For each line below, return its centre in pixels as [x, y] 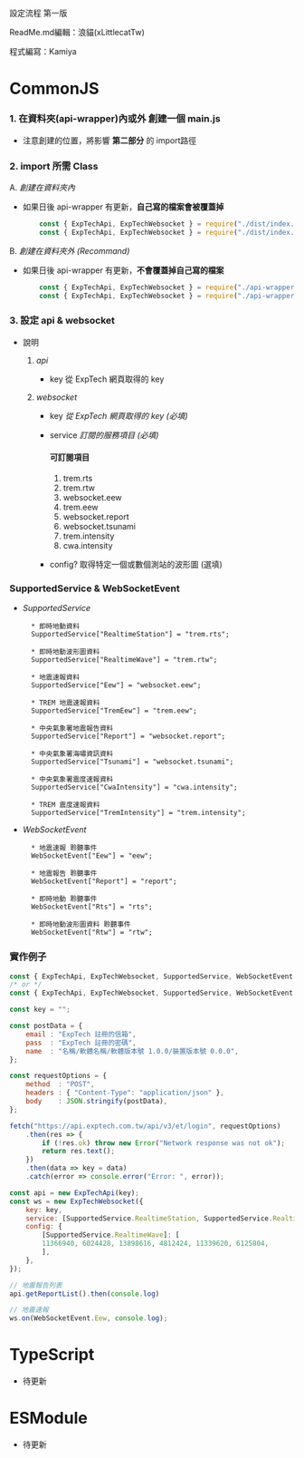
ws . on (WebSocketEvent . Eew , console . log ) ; [89, 1318]
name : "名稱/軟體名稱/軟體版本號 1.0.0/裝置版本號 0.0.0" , [133, 1051]
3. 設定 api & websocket [62, 321]
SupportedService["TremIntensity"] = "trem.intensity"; [138, 813]
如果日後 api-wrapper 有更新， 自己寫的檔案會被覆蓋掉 [123, 207]
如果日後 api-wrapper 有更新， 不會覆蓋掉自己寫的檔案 [123, 270]
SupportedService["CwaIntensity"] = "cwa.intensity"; [134, 787]
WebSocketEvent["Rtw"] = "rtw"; [92, 933]
